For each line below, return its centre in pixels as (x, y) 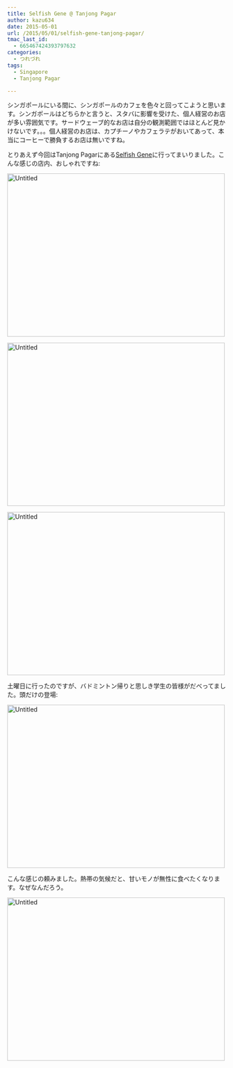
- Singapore (31, 72)
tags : (15, 65)
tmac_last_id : (28, 40)
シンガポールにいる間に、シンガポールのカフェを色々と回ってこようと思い (114, 105)
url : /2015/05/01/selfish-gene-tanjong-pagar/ (76, 33)
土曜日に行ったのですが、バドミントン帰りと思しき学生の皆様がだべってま (114, 686)
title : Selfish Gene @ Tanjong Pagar (62, 14)
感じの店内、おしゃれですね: (60, 164)
